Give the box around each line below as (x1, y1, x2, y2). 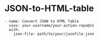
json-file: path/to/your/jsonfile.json (13, 31, 95, 36)
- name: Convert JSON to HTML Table (4, 19, 79, 24)
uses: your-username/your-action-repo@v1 (9, 23, 95, 28)
